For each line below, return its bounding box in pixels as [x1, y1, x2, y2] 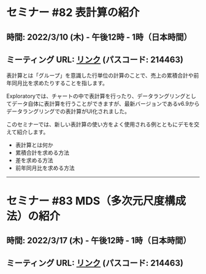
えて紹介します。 [6, 128, 49, 136]
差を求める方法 [15, 157, 53, 164]
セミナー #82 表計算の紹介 [6, 6, 140, 20]
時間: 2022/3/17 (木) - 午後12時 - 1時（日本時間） [6, 235, 191, 245]
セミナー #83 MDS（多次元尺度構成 [6, 194, 186, 208]
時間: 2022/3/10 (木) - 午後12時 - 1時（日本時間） [6, 32, 192, 42]
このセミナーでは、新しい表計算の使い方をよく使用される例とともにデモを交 [6, 120, 200, 128]
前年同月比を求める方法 [15, 165, 75, 172]
